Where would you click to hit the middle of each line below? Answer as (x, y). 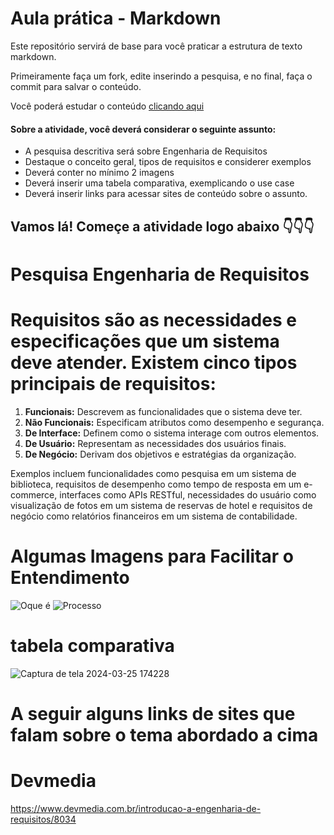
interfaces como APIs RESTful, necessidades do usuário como (188, 494)
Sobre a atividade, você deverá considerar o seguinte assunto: (143, 129)
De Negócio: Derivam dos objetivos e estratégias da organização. (160, 454)
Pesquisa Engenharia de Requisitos (160, 274)
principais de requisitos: (113, 383)
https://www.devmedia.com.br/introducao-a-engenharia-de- (136, 808)
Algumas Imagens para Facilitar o (152, 556)
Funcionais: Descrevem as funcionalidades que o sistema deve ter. (163, 411)
